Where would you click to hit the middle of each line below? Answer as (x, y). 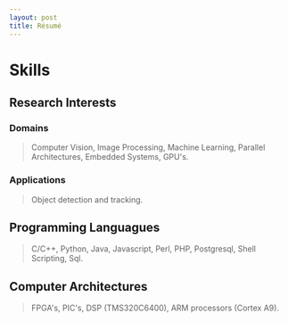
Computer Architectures (78, 286)
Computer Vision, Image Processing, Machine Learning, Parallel (148, 147)
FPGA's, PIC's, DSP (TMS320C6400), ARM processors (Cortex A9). (155, 308)
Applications (37, 180)
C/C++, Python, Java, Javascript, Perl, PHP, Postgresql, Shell (144, 249)
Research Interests (63, 103)
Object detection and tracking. (87, 199)
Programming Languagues (85, 228)
